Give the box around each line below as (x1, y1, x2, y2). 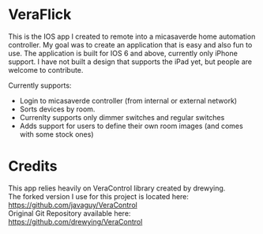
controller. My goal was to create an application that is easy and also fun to (8, 40, 253, 49)
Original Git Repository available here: (8, 208, 131, 218)
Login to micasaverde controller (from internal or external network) (19, 96, 238, 105)
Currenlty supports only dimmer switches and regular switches (19, 112, 225, 122)
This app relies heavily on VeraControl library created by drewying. (8, 183, 226, 193)
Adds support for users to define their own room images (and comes (19, 121, 243, 130)
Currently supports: (8, 81, 72, 90)
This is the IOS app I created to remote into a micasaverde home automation (8, 32, 256, 41)
